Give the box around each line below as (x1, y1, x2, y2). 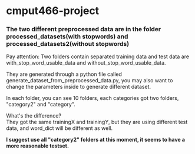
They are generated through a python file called (6, 71, 123, 78)
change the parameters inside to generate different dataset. (6, 83, 151, 91)
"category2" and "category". (6, 101, 75, 108)
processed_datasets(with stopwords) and (6, 32, 128, 41)
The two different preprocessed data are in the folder (6, 25, 161, 34)
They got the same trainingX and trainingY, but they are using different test (6, 119, 188, 126)
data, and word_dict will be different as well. (6, 125, 113, 132)
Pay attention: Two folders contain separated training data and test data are (6, 53, 190, 60)
